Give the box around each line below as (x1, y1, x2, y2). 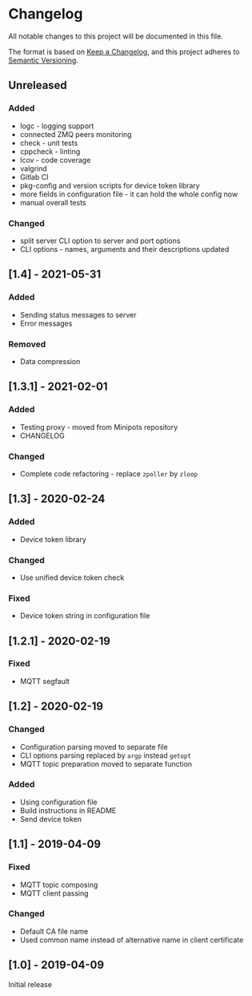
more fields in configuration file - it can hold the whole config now (19, 189, 238, 199)
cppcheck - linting (19, 146, 81, 156)
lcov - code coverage (19, 155, 91, 164)
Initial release (8, 979, 52, 989)
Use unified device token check (19, 573, 125, 582)
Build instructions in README (19, 805, 117, 815)
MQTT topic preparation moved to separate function (19, 759, 193, 768)
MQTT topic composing (19, 880, 98, 889)
